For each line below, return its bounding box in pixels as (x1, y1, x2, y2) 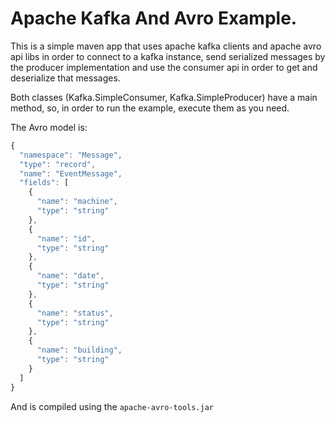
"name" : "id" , (36, 233, 97, 244)
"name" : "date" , (36, 271, 105, 281)
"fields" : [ (19, 178, 70, 188)
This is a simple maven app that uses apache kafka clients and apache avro (10, 40, 322, 52)
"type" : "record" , (19, 159, 97, 169)
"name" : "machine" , (36, 197, 118, 207)
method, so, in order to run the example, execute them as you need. (10, 102, 290, 114)
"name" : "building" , (36, 345, 123, 356)
